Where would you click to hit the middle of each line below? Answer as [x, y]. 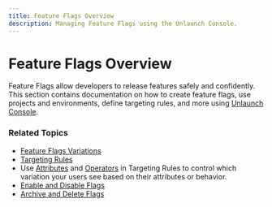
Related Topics [39, 133]
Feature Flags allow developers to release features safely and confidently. [132, 86]
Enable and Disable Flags [63, 185]
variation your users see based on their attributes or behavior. [123, 176]
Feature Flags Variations [60, 150]
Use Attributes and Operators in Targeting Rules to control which [128, 168]
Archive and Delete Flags [62, 194]
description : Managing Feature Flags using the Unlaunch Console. [123, 24]
